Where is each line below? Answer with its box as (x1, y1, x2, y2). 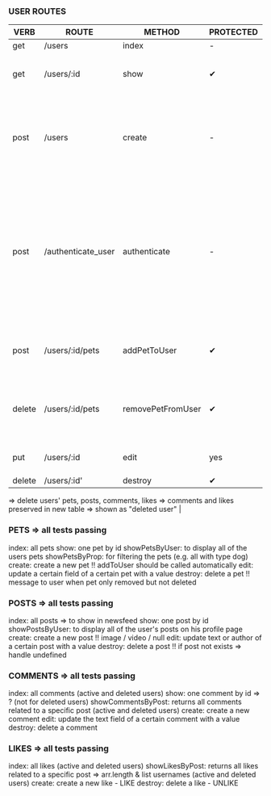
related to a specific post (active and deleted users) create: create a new (8, 706, 250, 715)
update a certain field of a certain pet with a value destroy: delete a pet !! (8, 568, 250, 578)
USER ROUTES (8, 6, 67, 17)
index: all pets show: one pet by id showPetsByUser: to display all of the (8, 543, 248, 552)
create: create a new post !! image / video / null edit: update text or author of (8, 632, 262, 643)
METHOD (144, 27, 180, 38)
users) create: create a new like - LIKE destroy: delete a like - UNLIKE (8, 778, 239, 788)
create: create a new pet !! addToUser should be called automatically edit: (8, 559, 254, 570)
